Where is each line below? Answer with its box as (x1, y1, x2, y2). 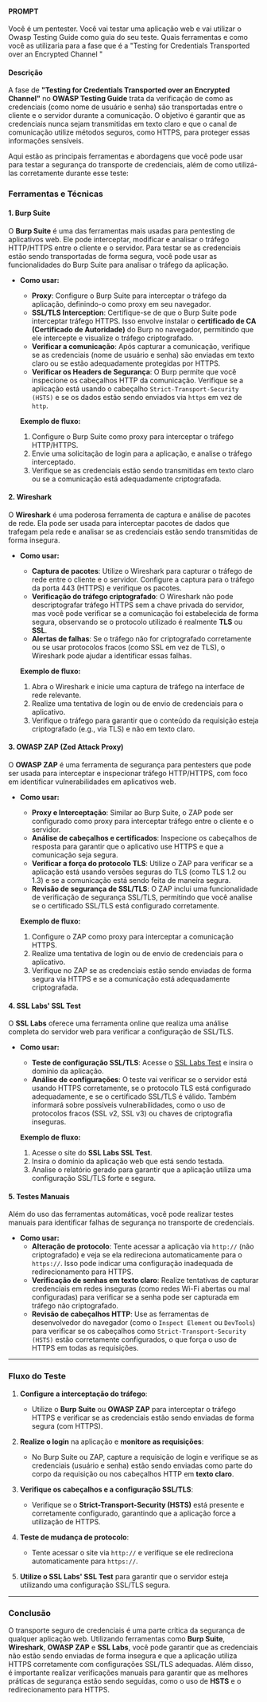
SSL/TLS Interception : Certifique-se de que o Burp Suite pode (31, 308, 237, 317)
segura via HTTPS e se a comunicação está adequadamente (31, 974, 230, 983)
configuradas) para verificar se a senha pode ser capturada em (31, 1292, 240, 1302)
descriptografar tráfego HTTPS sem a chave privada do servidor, (31, 600, 245, 610)
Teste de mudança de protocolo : (19, 1532, 130, 1542)
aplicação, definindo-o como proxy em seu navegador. (31, 299, 211, 308)
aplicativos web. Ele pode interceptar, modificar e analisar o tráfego (8, 234, 230, 244)
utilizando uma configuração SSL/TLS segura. (19, 1580, 171, 1590)
